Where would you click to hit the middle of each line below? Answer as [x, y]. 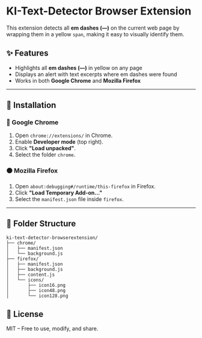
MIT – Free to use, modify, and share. [52, 329]
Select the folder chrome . [45, 155]
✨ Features [27, 53]
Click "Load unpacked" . [45, 148]
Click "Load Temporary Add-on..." [59, 193]
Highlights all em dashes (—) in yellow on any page [78, 68]
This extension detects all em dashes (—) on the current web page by [93, 28]
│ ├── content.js [31, 275]
